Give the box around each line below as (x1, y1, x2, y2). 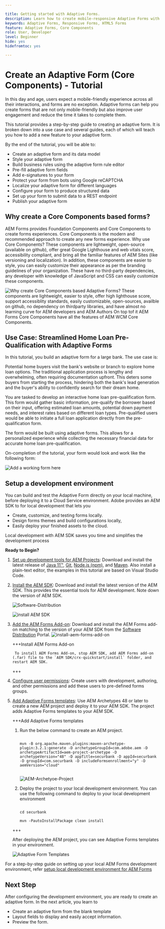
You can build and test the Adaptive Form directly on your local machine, (5, 492, 153, 499)
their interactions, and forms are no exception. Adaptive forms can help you (5, 101, 159, 107)
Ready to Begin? (5, 547, 39, 553)
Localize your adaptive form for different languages (12, 182, 117, 188)
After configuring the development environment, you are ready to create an (5, 893, 158, 899)
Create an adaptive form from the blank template (12, 908, 112, 914)
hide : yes (5, 39, 26, 44)
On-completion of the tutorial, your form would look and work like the (5, 450, 146, 456)
